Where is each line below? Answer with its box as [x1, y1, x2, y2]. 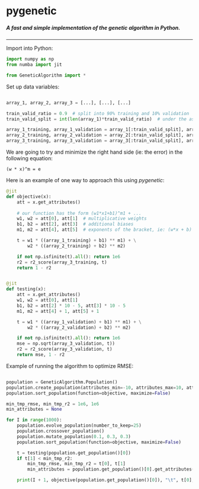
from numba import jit [6, 62, 62, 68]
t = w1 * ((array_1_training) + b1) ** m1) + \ [17, 237, 136, 244]
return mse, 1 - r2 [17, 352, 65, 358]
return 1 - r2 [17, 265, 52, 271]
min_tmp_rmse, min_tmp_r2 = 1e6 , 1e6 [6, 401, 99, 407]
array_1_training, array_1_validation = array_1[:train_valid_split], [6, 126, 184, 133]
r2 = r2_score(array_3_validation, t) [17, 346, 113, 353]
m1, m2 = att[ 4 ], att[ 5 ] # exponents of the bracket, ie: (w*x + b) [17, 227, 192, 233]
